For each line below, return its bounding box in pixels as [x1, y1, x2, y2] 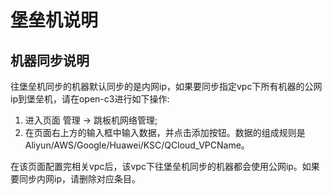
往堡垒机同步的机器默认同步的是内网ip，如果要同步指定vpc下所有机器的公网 [10, 81, 323, 92]
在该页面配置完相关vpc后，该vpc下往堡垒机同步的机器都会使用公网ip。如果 [10, 161, 320, 172]
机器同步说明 [10, 52, 90, 69]
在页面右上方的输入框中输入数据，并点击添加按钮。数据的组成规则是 [24, 127, 306, 138]
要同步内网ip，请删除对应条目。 [10, 173, 141, 185]
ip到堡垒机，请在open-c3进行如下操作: [10, 93, 170, 105]
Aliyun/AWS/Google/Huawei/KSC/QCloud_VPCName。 [24, 139, 250, 151]
